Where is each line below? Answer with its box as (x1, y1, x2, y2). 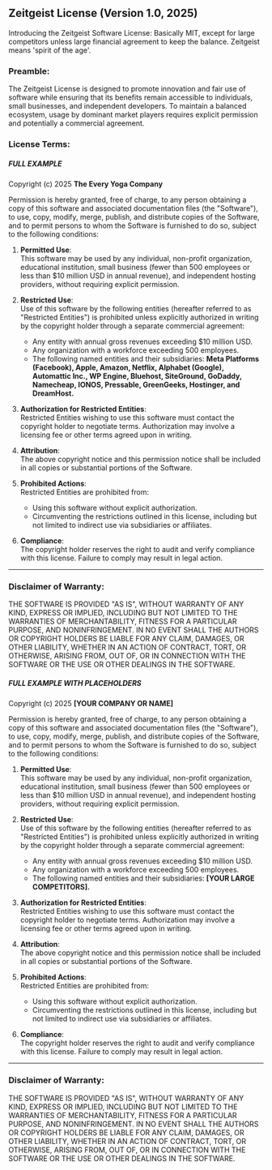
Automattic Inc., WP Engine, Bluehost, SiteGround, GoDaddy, (32, 371, 242, 380)
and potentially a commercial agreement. (8, 118, 145, 128)
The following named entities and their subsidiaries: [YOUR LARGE (32, 873, 255, 883)
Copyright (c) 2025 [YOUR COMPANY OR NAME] (8, 699, 174, 709)
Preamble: (8, 65, 50, 76)
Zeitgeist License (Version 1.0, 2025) (8, 6, 198, 20)
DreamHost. (32, 388, 74, 398)
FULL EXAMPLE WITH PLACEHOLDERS (8, 678, 142, 688)
